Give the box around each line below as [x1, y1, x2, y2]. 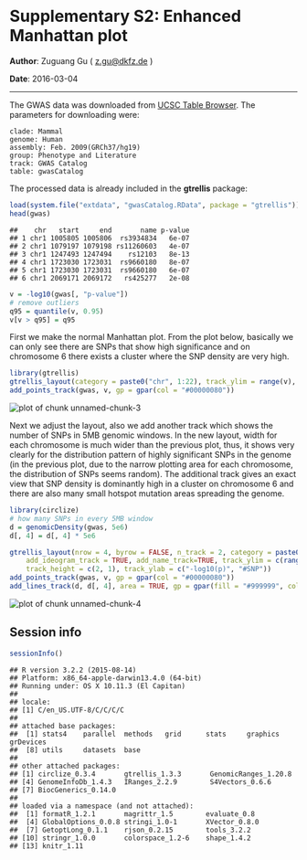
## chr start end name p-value [9, 226, 190, 235]
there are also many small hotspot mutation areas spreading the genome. [9, 488, 285, 499]
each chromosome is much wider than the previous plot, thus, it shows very [9, 440, 295, 450]
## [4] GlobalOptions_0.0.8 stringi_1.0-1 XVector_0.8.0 [9, 817, 259, 826]
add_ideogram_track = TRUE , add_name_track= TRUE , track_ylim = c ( [26, 556, 284, 566]
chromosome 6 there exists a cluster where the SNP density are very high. [9, 351, 290, 362]
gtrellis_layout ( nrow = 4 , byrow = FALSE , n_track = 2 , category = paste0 [9, 547, 301, 557]
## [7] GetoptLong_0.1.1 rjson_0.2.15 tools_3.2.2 [9, 825, 251, 834]
